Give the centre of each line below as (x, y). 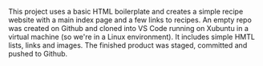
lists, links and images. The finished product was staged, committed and (128, 45)
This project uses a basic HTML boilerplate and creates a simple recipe (126, 12)
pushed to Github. (38, 54)
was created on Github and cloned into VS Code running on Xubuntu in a (128, 28)
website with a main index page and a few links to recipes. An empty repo (130, 20)
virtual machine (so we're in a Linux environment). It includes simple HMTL (131, 37)
